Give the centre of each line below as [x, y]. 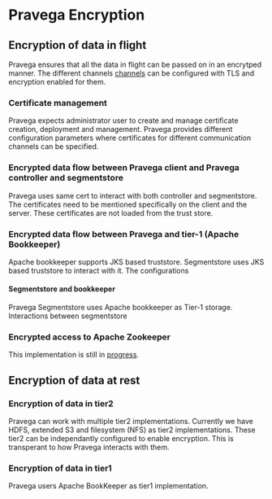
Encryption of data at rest [74, 380]
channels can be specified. [54, 147]
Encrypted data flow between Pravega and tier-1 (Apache [124, 234]
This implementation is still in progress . [74, 355]
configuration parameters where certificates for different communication [130, 138]
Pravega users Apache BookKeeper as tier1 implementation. [108, 486]
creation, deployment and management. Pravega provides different [121, 129]
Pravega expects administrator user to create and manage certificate [123, 120]
